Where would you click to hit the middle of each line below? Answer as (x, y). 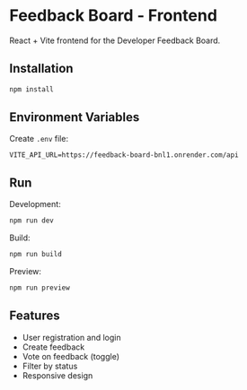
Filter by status (50, 366)
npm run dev (31, 221)
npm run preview (40, 288)
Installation (41, 69)
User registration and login (71, 337)
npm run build (36, 255)
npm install (31, 89)
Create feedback (53, 347)
